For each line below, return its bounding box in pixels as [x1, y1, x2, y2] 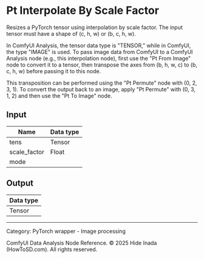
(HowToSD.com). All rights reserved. [6, 246, 98, 253]
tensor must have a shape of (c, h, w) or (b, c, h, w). [6, 30, 137, 37]
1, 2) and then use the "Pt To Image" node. [6, 92, 112, 99]
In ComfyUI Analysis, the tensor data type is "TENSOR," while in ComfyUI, [6, 42, 191, 49]
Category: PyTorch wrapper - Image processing [6, 228, 126, 235]
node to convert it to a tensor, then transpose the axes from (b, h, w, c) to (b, [6, 61, 198, 68]
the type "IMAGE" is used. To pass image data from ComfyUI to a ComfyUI [6, 48, 193, 55]
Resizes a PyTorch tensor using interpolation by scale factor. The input [6, 24, 183, 31]
